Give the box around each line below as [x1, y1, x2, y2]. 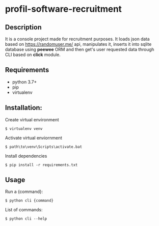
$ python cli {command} [5, 198, 54, 203]
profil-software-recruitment [5, 3, 122, 15]
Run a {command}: [5, 189, 43, 195]
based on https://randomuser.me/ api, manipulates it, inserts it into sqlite [5, 41, 152, 47]
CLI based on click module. [5, 52, 61, 57]
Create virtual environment [5, 116, 59, 122]
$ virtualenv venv [5, 126, 43, 131]
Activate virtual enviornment [5, 135, 62, 141]
